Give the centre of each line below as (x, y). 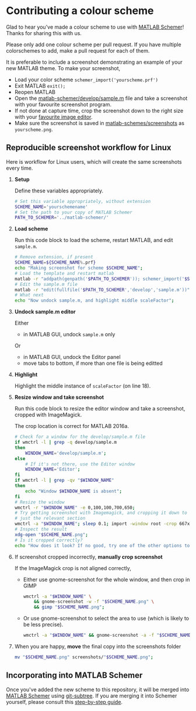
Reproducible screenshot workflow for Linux (89, 148)
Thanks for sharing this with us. (44, 33)
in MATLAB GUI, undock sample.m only (69, 334)
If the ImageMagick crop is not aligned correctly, (73, 568)
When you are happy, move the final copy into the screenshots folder (98, 646)
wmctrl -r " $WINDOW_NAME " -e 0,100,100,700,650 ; (75, 508)
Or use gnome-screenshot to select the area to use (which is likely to (106, 619)
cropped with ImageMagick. (48, 415)
